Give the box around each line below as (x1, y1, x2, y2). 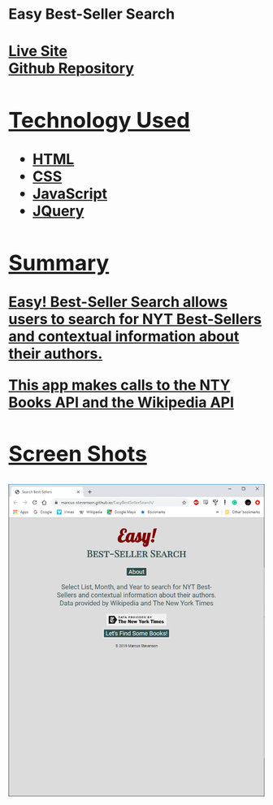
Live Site (8, 42, 67, 61)
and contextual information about (8, 327, 240, 345)
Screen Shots (8, 440, 148, 467)
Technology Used (8, 106, 191, 134)
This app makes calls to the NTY (8, 375, 231, 394)
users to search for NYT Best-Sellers (8, 309, 262, 328)
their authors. (8, 344, 103, 362)
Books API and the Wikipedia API (8, 393, 234, 411)
